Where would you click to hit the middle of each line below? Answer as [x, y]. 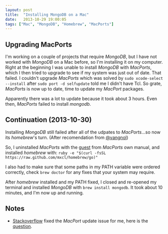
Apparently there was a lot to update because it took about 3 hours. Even [81, 99]
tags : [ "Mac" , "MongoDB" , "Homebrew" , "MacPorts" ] [60, 24]
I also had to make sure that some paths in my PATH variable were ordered [83, 167]
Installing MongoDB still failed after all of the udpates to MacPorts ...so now [83, 132]
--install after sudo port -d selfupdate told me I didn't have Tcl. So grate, [84, 83]
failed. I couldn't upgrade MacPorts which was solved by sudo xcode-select [84, 78]
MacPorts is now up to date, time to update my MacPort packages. [75, 89]
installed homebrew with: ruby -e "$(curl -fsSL [55, 153]
